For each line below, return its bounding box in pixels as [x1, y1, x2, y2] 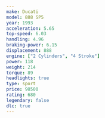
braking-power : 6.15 [6, 42, 58, 48]
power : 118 [6, 58, 33, 64]
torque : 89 [6, 70, 33, 76]
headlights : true [6, 75, 50, 81]
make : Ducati [6, 8, 39, 15]
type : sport [6, 81, 36, 87]
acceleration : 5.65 [6, 25, 55, 32]
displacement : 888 [6, 48, 52, 54]
